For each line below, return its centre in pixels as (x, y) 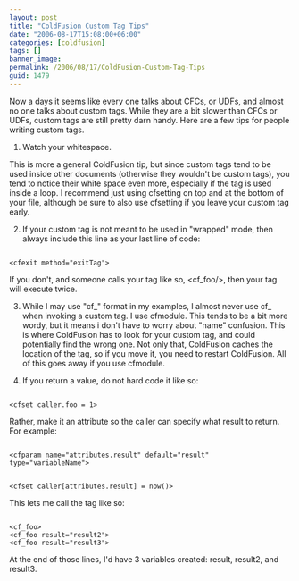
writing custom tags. (47, 130)
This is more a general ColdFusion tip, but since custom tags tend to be (141, 164)
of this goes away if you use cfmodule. (93, 363)
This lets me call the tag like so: (67, 502)
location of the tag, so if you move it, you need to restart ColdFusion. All (154, 353)
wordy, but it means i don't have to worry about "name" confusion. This (154, 325)
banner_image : (36, 59)
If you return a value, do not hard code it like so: (110, 380)
